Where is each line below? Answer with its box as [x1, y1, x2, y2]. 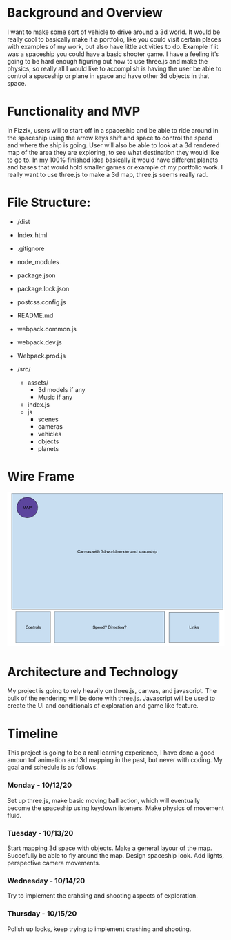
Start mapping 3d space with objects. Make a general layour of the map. [7, 844, 212, 852]
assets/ [27, 378, 49, 387]
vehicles [37, 430, 62, 438]
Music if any [37, 393, 73, 401]
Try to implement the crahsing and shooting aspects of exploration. [7, 892, 199, 900]
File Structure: [7, 195, 91, 210]
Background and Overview [7, 5, 163, 21]
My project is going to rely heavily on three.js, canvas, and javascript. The [7, 687, 217, 695]
